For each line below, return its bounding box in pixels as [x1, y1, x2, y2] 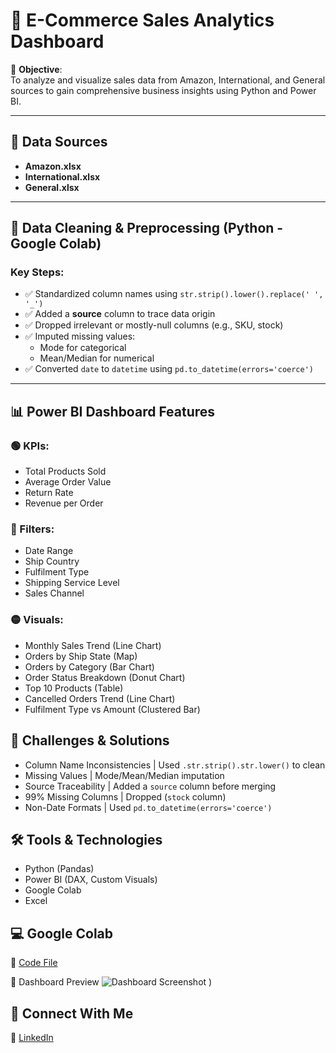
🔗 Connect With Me [10, 1005, 134, 1022]
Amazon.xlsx [24, 160, 82, 172]
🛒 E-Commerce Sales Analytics [10, 9, 275, 32]
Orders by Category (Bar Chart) [24, 660, 155, 673]
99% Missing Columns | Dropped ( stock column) [24, 790, 227, 803]
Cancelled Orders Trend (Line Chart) [24, 692, 176, 704]
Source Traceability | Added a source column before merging [24, 780, 277, 792]
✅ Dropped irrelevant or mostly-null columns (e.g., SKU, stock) [24, 319, 284, 331]
